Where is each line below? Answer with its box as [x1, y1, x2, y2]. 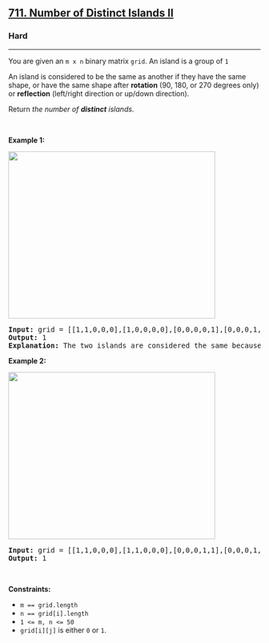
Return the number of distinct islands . [8, 104, 134, 114]
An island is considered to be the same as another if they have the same [8, 71, 247, 81]
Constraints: [8, 584, 51, 593]
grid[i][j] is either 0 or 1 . [19, 625, 106, 635]
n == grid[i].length [19, 609, 89, 617]
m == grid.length [19, 601, 78, 609]
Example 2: [8, 356, 46, 365]
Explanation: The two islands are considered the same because [8, 340, 262, 350]
